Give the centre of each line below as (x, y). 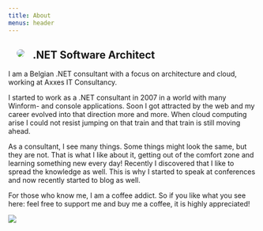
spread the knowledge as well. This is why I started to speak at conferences (132, 172)
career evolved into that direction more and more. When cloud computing (128, 115)
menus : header (32, 23)
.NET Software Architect (94, 55)
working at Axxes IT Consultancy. (63, 82)
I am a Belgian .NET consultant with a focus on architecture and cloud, (122, 74)
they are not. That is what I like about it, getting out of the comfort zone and (131, 155)
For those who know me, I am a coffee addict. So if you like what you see (127, 195)
